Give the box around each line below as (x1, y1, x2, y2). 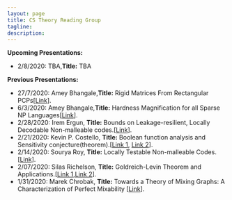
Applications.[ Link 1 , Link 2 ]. (17, 170, 97, 178)
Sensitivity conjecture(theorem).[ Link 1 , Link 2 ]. (17, 140, 153, 149)
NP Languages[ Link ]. (17, 111, 78, 119)
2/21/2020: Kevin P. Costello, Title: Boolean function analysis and (17, 133, 206, 142)
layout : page (7, 10, 45, 17)
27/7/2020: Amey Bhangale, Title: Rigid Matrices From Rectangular (17, 89, 209, 97)
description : (7, 29, 45, 37)
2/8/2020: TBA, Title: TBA (17, 62, 92, 70)
